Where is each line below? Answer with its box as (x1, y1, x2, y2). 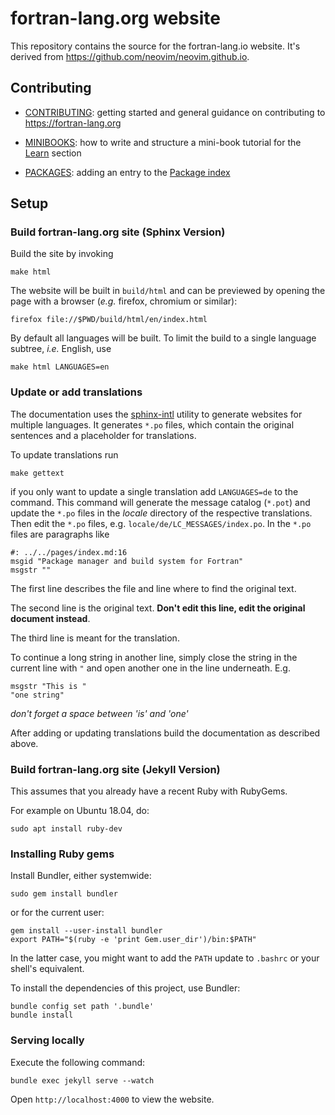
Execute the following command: (10, 1056, 146, 1068)
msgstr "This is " (10, 681, 87, 691)
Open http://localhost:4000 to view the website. (10, 1093, 215, 1105)
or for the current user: (10, 907, 105, 919)
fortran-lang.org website (10, 7, 221, 30)
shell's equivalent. (10, 963, 85, 975)
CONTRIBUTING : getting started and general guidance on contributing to (24, 106, 326, 118)
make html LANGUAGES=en (10, 362, 110, 372)
